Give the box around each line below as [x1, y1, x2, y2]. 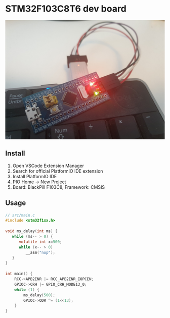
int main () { [5, 271, 33, 277]
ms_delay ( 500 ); [23, 292, 56, 298]
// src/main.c [5, 213, 35, 218]
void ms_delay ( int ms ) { [5, 229, 58, 234]
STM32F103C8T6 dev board [5, 3, 126, 15]
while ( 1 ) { [14, 287, 39, 292]
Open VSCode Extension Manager [12, 163, 84, 169]
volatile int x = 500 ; [18, 239, 62, 244]
